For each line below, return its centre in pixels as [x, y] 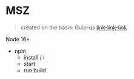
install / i [34, 57]
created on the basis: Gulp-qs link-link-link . [74, 27]
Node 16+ [18, 39]
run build [35, 70]
